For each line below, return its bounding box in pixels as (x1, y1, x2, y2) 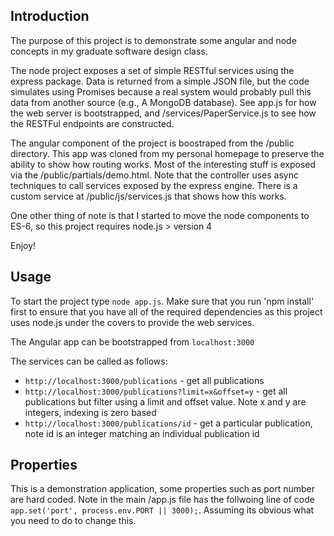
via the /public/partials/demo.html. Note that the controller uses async (10, 169, 299, 181)
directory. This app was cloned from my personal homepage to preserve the (10, 147, 325, 159)
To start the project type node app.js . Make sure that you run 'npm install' (10, 295, 315, 307)
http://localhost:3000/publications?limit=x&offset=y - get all (24, 385, 288, 397)
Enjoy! (10, 239, 37, 251)
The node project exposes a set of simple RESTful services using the (10, 64, 295, 76)
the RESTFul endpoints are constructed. (10, 117, 175, 129)
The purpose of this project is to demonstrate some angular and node (10, 34, 297, 46)
